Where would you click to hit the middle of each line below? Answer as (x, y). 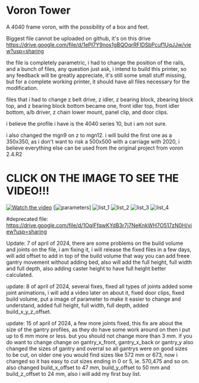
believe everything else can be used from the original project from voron (95, 148)
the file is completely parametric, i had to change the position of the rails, (96, 63)
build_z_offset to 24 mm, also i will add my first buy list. (74, 373)
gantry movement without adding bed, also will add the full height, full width (99, 262)
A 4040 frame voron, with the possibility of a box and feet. (78, 27)
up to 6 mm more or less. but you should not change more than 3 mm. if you (99, 336)
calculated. (20, 275)
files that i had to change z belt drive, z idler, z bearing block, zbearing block (100, 99)
